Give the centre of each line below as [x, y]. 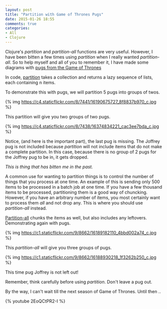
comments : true [21, 24]
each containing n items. [30, 82]
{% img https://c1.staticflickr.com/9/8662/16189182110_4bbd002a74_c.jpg [81, 232]
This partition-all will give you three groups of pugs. [59, 247]
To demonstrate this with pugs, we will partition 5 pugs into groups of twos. [83, 92]
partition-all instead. [26, 208]
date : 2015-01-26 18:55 [30, 19]
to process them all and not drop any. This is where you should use [74, 203]
